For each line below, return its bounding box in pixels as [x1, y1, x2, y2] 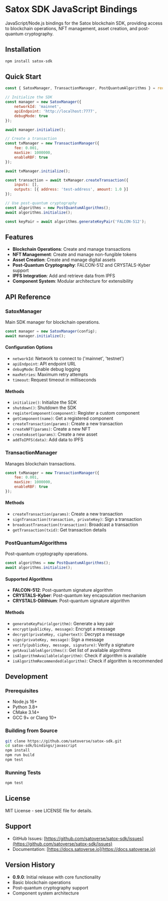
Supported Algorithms [5, 576, 53, 582]
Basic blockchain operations [12, 879, 71, 885]
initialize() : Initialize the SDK [12, 400, 77, 406]
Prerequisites [5, 687, 38, 694]
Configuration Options [5, 344, 53, 350]
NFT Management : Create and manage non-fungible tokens [12, 252, 137, 258]
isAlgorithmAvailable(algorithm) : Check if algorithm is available [12, 652, 146, 658]
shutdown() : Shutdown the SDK [12, 405, 76, 411]
